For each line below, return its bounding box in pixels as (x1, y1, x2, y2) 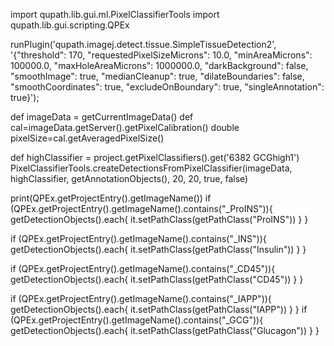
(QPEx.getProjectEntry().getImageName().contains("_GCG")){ (10, 314, 264, 326)
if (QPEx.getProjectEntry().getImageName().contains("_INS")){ (10, 233, 267, 244)
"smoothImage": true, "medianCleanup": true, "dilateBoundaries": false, (10, 70, 305, 82)
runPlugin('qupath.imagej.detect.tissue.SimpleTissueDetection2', (10, 39, 277, 50)
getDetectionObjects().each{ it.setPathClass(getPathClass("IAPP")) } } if (10, 304, 308, 315)
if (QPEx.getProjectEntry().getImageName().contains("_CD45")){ (10, 263, 276, 274)
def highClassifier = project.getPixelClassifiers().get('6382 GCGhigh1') (10, 152, 300, 163)
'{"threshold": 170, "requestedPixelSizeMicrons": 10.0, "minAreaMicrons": (10, 49, 313, 61)
